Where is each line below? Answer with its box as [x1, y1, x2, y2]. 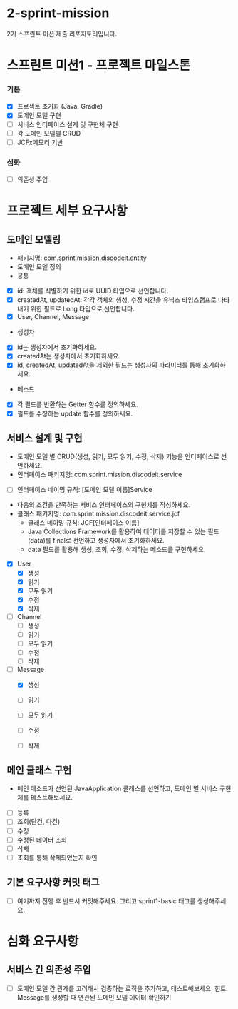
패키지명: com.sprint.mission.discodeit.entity [16, 253, 147, 262]
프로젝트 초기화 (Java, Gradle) [16, 102, 103, 111]
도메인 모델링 [6, 234, 61, 246]
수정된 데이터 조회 [16, 835, 67, 844]
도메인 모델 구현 [16, 111, 61, 119]
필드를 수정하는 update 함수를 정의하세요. [16, 409, 133, 418]
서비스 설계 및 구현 [6, 432, 83, 444]
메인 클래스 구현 [6, 764, 72, 776]
